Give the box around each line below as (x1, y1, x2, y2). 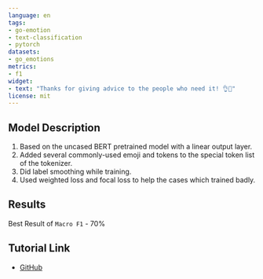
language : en (8, 11, 51, 20)
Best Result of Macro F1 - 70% (8, 218, 106, 228)
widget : (8, 77, 34, 85)
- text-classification (8, 33, 82, 42)
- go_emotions (8, 56, 55, 64)
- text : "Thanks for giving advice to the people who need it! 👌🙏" (8, 84, 236, 93)
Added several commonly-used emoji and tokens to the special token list (19, 150, 255, 160)
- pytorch (8, 41, 41, 49)
